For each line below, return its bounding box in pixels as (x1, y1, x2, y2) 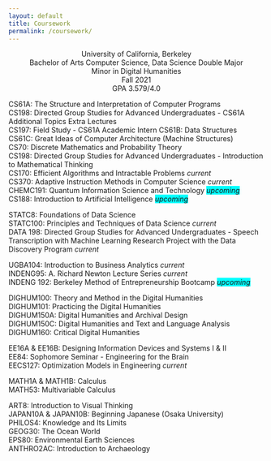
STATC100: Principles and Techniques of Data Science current (8, 218, 217, 228)
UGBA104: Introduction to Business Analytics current (8, 261, 185, 270)
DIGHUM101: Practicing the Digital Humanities (8, 302, 161, 312)
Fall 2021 (121, 75, 152, 85)
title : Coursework (8, 19, 71, 28)
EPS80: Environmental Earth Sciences (8, 435, 135, 445)
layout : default (8, 11, 63, 20)
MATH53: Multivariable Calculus (8, 385, 116, 394)
